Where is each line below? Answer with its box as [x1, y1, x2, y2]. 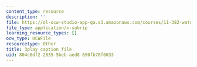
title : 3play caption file [6, 47, 72, 52]
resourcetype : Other [6, 41, 57, 47]
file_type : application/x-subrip [6, 24, 88, 31]
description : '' [6, 14, 46, 20]
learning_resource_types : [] [6, 30, 77, 36]
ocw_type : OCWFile [6, 36, 51, 41]
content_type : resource [6, 8, 64, 15]
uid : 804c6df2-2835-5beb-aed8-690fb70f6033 [6, 52, 114, 58]
